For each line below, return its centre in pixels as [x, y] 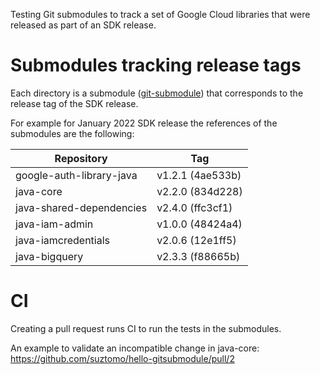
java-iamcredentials [62, 240]
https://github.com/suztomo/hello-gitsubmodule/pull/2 [122, 358]
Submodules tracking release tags [156, 65]
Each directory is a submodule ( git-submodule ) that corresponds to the [157, 93]
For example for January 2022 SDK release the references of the [144, 123]
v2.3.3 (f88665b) [198, 256]
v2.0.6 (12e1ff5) [196, 240]
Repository [81, 158]
